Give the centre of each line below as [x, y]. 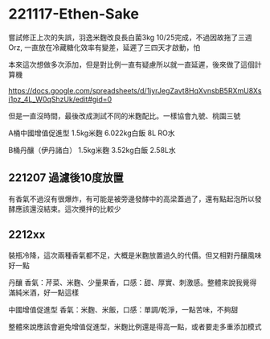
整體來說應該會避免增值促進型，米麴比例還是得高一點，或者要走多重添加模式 [135, 326]
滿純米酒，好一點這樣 [43, 292]
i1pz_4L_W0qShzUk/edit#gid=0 [60, 99]
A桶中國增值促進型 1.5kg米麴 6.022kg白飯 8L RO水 [92, 133]
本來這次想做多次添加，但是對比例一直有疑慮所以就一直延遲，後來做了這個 [131, 64]
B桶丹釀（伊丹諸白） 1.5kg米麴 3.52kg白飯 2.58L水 [92, 150]
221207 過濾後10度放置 [66, 178]
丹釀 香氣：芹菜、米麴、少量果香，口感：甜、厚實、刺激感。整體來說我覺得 [133, 282]
